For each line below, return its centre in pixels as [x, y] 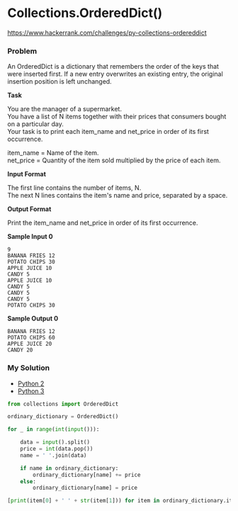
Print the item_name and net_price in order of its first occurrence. [103, 223]
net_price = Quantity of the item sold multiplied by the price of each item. [114, 160]
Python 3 [31, 391]
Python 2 [31, 383]
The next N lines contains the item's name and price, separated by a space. [118, 196]
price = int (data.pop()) [57, 449]
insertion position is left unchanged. [59, 82]
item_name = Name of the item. [53, 153]
